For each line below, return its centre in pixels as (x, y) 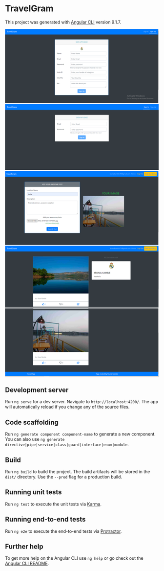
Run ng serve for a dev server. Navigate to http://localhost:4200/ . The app (82, 402)
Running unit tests (33, 492)
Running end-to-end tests (45, 519)
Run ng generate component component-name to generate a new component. (81, 434)
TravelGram (29, 9)
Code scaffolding (32, 422)
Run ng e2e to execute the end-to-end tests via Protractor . (63, 531)
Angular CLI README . (27, 564)
